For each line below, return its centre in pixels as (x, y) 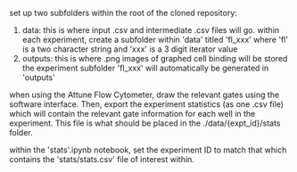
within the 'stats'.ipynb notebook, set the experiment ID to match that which (148, 150)
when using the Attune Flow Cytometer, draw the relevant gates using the (144, 94)
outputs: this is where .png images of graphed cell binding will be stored (155, 58)
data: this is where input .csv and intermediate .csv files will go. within (151, 30)
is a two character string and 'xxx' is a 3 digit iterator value (130, 49)
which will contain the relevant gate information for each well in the (132, 114)
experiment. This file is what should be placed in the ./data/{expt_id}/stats (145, 123)
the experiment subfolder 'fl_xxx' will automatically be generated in (145, 68)
